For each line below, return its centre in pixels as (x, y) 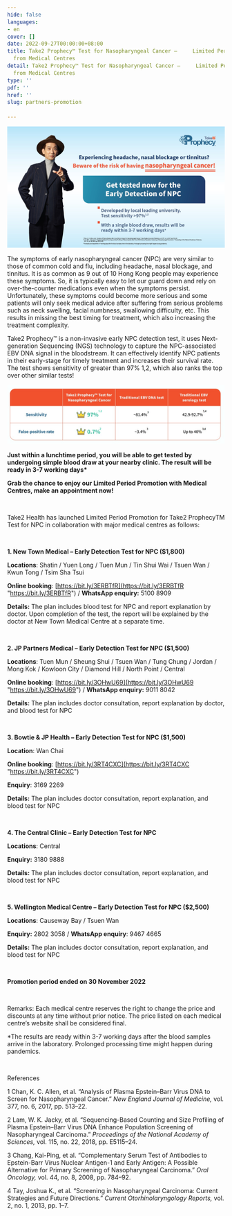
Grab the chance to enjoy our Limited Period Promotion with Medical (107, 483)
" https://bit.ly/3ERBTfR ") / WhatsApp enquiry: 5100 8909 (89, 593)
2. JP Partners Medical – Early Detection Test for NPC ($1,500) (98, 648)
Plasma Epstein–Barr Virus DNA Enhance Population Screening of (100, 1127)
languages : (23, 22)
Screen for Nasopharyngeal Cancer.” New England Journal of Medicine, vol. (116, 1099)
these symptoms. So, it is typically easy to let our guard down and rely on (112, 281)
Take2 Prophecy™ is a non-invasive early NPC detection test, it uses (104, 339)
